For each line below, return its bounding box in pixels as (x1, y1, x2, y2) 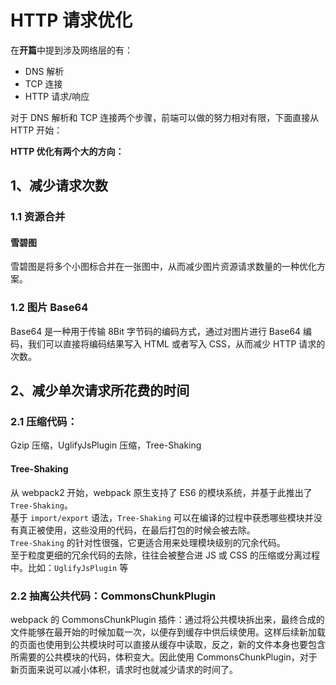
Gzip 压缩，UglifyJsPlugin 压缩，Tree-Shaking (10, 439, 202, 451)
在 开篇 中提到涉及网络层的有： (10, 44, 133, 56)
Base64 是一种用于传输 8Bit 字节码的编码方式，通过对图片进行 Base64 (10, 325, 302, 337)
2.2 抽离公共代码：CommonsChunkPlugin (10, 589, 217, 603)
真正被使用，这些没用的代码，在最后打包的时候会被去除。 (18, 524, 256, 536)
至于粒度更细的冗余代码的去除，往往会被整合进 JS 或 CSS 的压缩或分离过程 (10, 549, 320, 561)
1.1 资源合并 (10, 210, 66, 224)
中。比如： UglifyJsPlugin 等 (10, 561, 129, 573)
